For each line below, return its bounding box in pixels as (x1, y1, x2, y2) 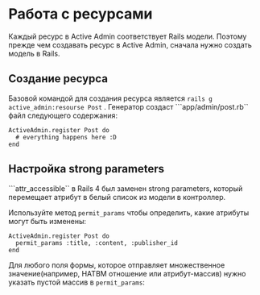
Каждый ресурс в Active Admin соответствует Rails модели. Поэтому (8, 31, 247, 41)
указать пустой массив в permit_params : (8, 277, 145, 287)
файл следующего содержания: (8, 110, 118, 120)
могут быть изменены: (8, 216, 87, 226)
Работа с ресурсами (8, 5, 153, 23)
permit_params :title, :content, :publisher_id (15, 239, 179, 247)
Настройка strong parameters (8, 162, 165, 176)
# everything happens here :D (15, 133, 117, 141)
